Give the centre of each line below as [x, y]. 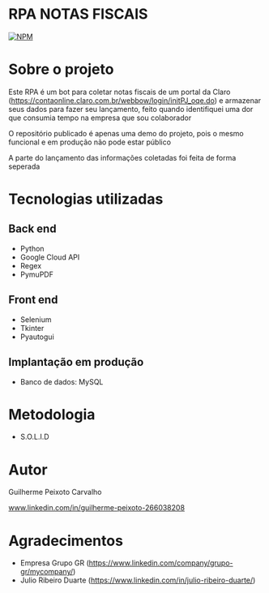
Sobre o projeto [61, 69]
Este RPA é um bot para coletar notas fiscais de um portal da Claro [120, 92]
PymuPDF [37, 274]
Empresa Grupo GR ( [54, 563]
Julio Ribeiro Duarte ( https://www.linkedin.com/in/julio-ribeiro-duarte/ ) [138, 580]
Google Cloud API [50, 257]
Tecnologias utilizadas [86, 199]
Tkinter [32, 328]
